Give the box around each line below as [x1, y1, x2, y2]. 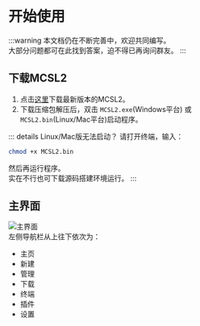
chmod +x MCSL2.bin [8, 147, 74, 155]
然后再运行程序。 [8, 163, 65, 173]
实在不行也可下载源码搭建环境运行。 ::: [8, 173, 137, 183]
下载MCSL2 [8, 72, 67, 85]
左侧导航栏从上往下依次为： [8, 232, 101, 241]
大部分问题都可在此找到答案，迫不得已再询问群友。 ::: [8, 45, 187, 55]
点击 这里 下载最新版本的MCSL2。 [19, 94, 131, 104]
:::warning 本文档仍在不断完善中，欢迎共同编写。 [8, 35, 171, 45]
